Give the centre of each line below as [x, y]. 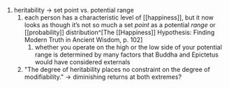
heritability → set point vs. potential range [74, 10]
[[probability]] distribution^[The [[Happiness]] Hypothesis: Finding [119, 32]
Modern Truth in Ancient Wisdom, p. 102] [83, 40]
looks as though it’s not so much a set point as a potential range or [120, 25]
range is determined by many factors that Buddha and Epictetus [126, 54]
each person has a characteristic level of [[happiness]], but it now [119, 17]
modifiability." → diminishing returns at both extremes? [103, 77]
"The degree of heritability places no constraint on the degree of [117, 69]
